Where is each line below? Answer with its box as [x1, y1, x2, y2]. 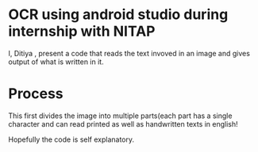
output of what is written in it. [8, 57, 105, 66]
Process [8, 85, 64, 103]
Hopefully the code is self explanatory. [8, 135, 135, 144]
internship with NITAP [8, 22, 156, 40]
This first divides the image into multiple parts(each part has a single [8, 111, 233, 120]
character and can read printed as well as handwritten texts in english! [8, 119, 238, 128]
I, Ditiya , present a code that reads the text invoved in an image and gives [8, 48, 250, 58]
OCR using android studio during [8, 6, 229, 24]
